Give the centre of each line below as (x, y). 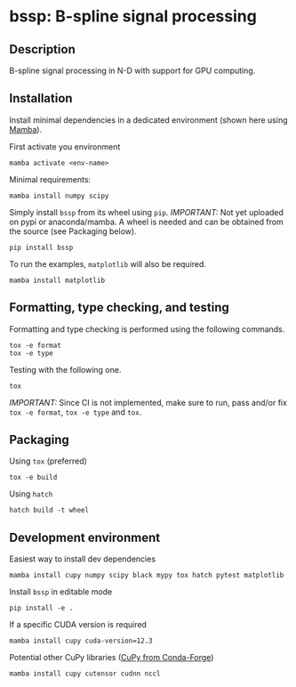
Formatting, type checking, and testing (119, 307)
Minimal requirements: (50, 179)
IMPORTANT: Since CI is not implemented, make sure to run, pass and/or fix (148, 402)
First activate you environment (65, 146)
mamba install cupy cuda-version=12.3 (81, 641)
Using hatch (31, 494)
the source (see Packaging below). (73, 231)
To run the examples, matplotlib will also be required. (108, 263)
